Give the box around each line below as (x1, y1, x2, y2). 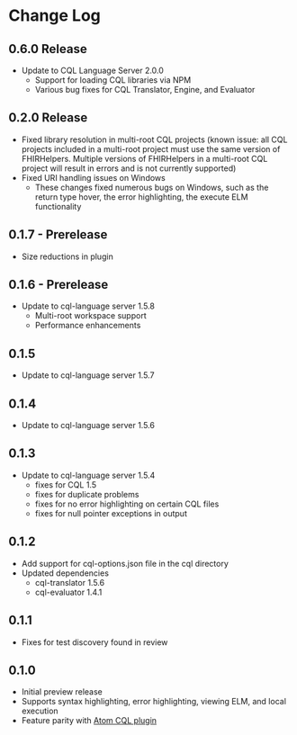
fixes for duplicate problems (34, 489, 139, 499)
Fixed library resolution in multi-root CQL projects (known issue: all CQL (21, 134, 288, 145)
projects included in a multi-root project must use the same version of (21, 143, 281, 154)
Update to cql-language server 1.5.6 (21, 420, 155, 431)
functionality (34, 201, 82, 211)
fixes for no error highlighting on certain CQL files (34, 498, 220, 509)
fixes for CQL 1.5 (34, 479, 96, 490)
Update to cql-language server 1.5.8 (21, 300, 155, 311)
